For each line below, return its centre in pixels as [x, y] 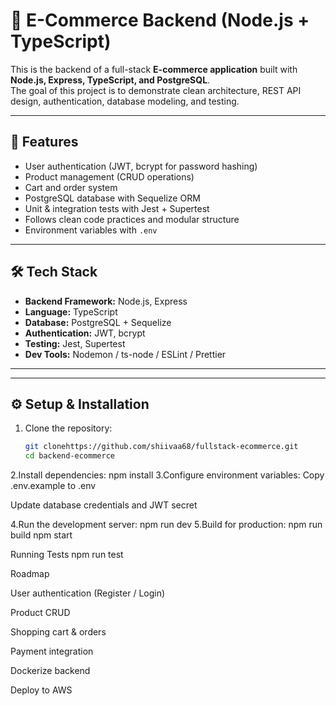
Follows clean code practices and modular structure [132, 219]
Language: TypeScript [71, 311]
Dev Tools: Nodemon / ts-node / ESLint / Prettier [125, 354]
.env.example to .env [53, 486]
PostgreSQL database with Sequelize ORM [112, 198]
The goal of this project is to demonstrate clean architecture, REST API [156, 90]
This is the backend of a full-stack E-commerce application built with [154, 69]
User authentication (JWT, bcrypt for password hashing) [141, 166]
